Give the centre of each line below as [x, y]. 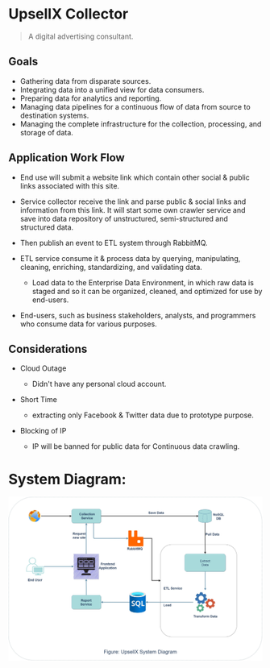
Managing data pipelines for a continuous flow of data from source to [135, 106]
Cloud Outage [43, 368]
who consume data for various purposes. [88, 324]
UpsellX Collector [69, 14]
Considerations [48, 349]
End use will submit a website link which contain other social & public [135, 177]
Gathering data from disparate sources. [85, 81]
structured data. [47, 227]
